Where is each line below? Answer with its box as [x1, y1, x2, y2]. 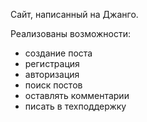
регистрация [24, 58, 80, 69]
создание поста [24, 47, 93, 59]
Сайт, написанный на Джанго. [10, 9, 139, 20]
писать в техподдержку [24, 100, 127, 112]
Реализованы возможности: [10, 28, 132, 39]
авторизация [24, 69, 80, 80]
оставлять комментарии [24, 90, 130, 101]
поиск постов [24, 79, 83, 91]
